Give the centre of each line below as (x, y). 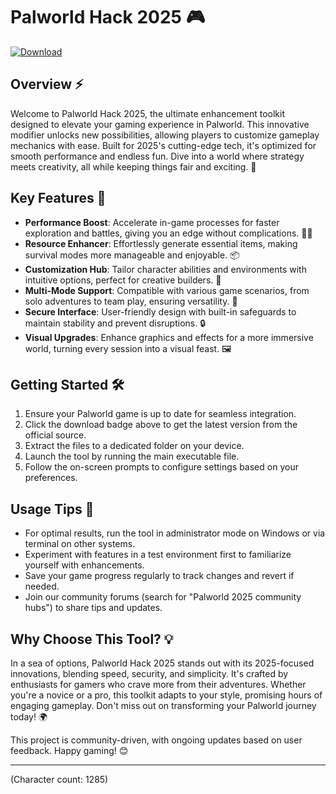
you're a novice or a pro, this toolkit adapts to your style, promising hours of (166, 695)
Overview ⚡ (47, 84)
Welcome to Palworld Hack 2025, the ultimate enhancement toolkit (148, 113)
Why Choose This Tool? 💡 (92, 639)
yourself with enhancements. (84, 565)
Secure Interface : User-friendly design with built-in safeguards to (160, 311)
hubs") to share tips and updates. (93, 608)
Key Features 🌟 (58, 198)
